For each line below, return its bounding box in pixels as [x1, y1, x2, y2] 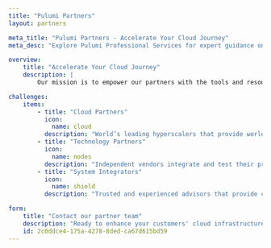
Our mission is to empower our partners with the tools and [37, 78, 244, 86]
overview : [8, 56, 42, 64]
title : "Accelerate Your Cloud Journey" [23, 64, 161, 72]
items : [23, 100, 45, 109]
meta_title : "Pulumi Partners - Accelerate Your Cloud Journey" [8, 34, 229, 42]
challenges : [8, 93, 48, 101]
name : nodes [51, 152, 92, 161]
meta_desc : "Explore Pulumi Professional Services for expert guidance [8, 41, 254, 49]
